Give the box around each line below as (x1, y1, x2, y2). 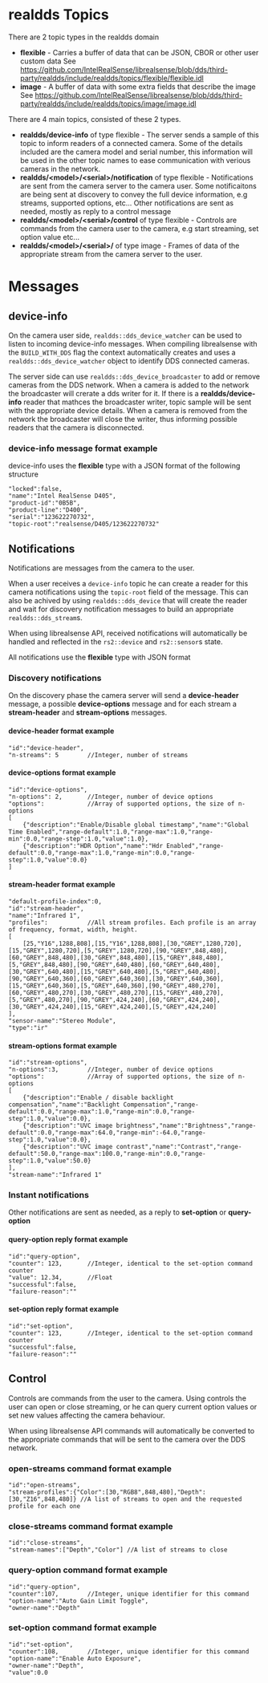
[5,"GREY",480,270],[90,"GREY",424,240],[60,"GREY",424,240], (8, 996, 221, 1004)
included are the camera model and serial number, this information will (19, 147, 253, 156)
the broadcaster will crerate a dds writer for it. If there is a (8, 388, 199, 398)
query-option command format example (8, 1564, 169, 1576)
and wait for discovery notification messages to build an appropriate (8, 604, 234, 614)
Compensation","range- (123, 1101, 199, 1109)
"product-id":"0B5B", (8, 499, 81, 507)
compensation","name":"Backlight (8, 1101, 120, 1109)
